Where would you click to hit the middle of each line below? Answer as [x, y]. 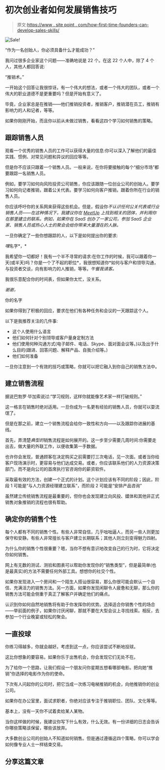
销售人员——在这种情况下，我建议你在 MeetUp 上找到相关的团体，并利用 [79, 213]
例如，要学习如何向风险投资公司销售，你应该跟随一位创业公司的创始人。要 [80, 184]
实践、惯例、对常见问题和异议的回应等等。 [48, 157]
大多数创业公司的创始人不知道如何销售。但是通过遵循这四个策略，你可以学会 [82, 738]
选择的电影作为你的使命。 [41, 674]
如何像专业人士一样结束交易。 [35, 744]
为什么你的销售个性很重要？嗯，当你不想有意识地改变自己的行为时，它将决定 [82, 548]
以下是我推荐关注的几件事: [32, 321]
